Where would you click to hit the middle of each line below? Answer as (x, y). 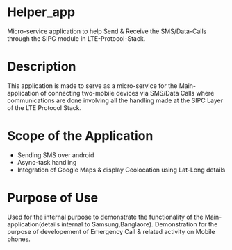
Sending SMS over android (56, 155)
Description (42, 67)
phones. (19, 239)
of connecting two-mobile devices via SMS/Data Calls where (127, 93)
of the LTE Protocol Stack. (44, 107)
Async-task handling (47, 162)
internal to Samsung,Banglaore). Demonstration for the (140, 224)
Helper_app (41, 12)
